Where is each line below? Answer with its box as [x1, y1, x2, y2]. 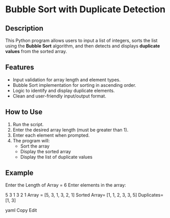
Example [5, 168, 34, 177]
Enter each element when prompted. [12, 132, 90, 138]
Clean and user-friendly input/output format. [12, 93, 106, 99]
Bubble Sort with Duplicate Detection [5, 4, 166, 15]
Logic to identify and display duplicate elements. [12, 87, 115, 93]
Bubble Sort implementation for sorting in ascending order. [12, 82, 136, 88]
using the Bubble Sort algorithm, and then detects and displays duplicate [5, 43, 160, 49]
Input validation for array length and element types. [12, 77, 121, 83]
